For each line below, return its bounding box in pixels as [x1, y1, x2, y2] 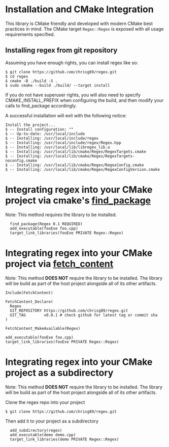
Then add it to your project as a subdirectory [5, 418, 99, 424]
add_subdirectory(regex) [10, 428, 62, 433]
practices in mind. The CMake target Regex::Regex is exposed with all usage [5, 25, 164, 32]
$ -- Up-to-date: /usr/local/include [5, 131, 85, 136]
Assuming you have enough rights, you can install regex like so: [5, 60, 139, 66]
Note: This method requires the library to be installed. [5, 212, 117, 218]
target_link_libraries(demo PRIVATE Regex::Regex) [10, 437, 119, 442]
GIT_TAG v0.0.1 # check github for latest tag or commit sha [10, 312, 158, 318]
